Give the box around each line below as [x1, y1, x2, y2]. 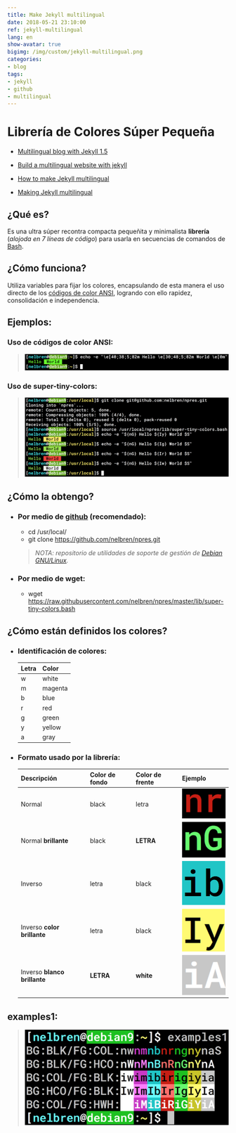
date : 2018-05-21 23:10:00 [7, 18, 86, 26]
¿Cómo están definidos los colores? [7, 625, 168, 637]
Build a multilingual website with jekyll [17, 161, 128, 169]
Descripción [20, 774, 58, 783]
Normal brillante [20, 836, 69, 845]
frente [136, 777, 155, 786]
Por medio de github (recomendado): [17, 512, 147, 522]
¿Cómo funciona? [7, 262, 86, 274]
